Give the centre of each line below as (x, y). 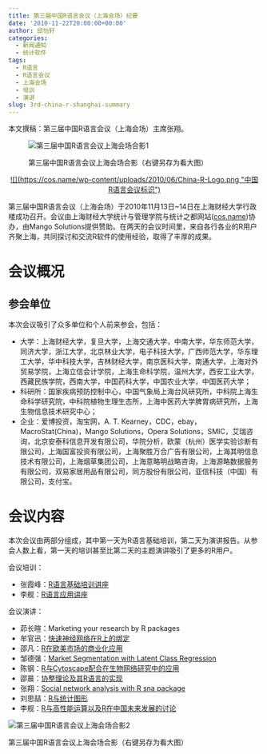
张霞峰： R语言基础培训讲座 (64, 584)
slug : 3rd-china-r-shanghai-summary (69, 105)
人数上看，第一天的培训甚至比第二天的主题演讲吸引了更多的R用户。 (126, 551)
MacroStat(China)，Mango (64, 432)
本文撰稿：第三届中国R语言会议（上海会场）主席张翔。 (98, 129)
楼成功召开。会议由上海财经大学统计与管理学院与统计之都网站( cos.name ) (129, 217)
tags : (17, 61)
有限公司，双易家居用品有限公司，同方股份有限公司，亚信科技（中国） (135, 472)
